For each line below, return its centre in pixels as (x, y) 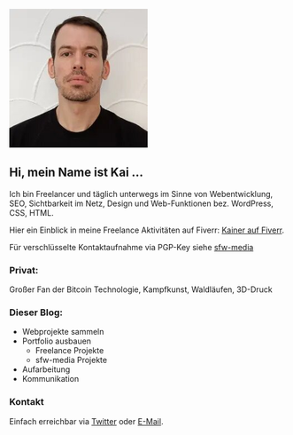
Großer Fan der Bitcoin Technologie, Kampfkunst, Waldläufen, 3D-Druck (141, 289)
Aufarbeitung (46, 369)
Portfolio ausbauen (56, 341)
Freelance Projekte (69, 351)
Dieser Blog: (36, 312)
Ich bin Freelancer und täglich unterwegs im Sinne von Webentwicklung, (141, 194)
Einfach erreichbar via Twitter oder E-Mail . (86, 421)
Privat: (24, 270)
